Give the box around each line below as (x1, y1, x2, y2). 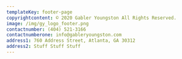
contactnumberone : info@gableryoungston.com (6, 32, 122, 38)
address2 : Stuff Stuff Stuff (6, 44, 81, 50)
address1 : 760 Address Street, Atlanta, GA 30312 (6, 37, 136, 44)
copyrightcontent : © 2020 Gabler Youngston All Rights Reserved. (6, 15, 176, 21)
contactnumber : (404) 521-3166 (6, 26, 86, 33)
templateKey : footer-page (6, 9, 72, 15)
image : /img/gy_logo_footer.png (6, 20, 89, 26)
